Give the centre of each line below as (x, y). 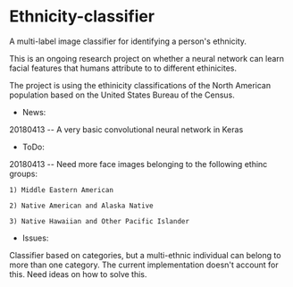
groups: (24, 173)
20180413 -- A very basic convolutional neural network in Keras (126, 129)
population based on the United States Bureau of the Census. (122, 95)
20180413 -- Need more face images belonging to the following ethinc (138, 164)
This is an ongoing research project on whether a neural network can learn (146, 58)
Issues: (35, 238)
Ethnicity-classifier (82, 17)
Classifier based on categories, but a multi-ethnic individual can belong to (145, 255)
